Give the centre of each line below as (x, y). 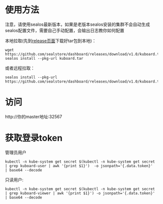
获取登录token (34, 138)
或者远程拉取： (20, 68)
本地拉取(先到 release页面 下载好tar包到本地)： (51, 41)
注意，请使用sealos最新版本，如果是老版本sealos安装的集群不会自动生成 (78, 24)
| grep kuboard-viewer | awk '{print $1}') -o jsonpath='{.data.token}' (80, 193)
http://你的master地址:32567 (33, 117)
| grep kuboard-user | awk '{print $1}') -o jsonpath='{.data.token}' (79, 166)
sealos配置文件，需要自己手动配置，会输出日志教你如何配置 (65, 30)
